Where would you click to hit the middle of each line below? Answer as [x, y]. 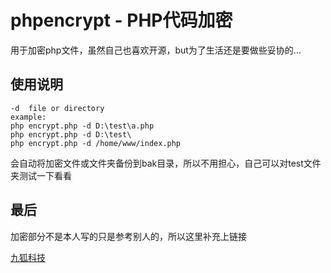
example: [28, 117]
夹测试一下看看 [41, 175]
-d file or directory [57, 108]
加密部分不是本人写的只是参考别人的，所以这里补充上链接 [128, 236]
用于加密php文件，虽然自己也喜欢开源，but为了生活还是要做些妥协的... [156, 50]
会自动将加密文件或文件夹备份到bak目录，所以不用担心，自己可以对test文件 [166, 163]
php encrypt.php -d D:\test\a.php [82, 126]
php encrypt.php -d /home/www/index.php [96, 143]
